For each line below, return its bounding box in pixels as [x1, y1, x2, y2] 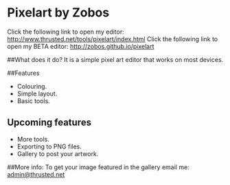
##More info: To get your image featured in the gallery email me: [7, 163, 190, 171]
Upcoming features [7, 117, 91, 129]
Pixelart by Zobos [7, 5, 110, 21]
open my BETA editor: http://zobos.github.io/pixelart [7, 42, 154, 50]
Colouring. [16, 82, 47, 90]
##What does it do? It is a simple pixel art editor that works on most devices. [7, 55, 224, 63]
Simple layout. [16, 89, 58, 98]
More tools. [16, 135, 50, 143]
